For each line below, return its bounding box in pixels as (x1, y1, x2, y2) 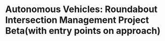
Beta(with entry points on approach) (5, 25, 160, 36)
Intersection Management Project (5, 14, 149, 26)
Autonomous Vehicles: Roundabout (5, 4, 158, 15)
